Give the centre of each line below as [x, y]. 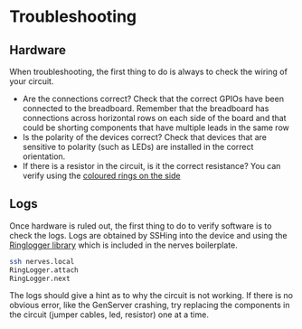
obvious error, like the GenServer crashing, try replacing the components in [150, 305]
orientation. [44, 156]
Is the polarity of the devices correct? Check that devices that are [144, 137]
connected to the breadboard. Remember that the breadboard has [146, 108]
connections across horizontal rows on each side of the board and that [154, 118]
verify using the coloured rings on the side [101, 175]
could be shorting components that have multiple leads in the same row [156, 127]
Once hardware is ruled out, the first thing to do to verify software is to [141, 226]
